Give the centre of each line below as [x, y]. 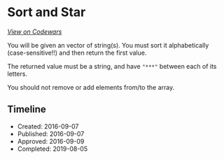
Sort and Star [47, 12]
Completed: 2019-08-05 [52, 149]
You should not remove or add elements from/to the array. [91, 87]
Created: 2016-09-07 [48, 126]
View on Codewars [35, 32]
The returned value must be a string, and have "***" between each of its [112, 66]
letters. [17, 74]
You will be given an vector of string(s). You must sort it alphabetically [108, 45]
